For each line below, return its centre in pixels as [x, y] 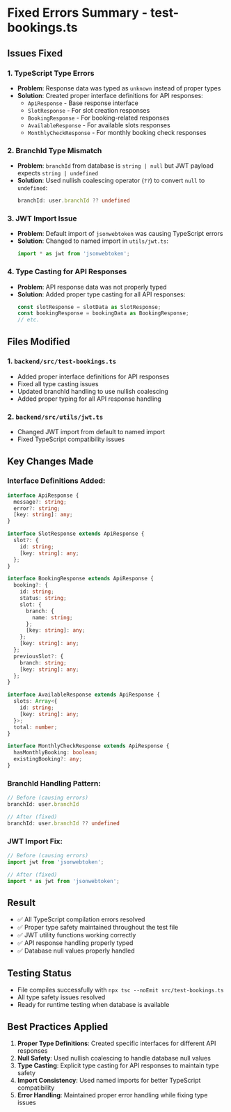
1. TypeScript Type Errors [51, 73]
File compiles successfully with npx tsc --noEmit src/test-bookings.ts [120, 990]
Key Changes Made [50, 461]
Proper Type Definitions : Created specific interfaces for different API [117, 1043]
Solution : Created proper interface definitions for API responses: [110, 95]
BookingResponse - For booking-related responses [98, 118]
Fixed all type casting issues [58, 383]
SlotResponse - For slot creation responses [89, 110]
